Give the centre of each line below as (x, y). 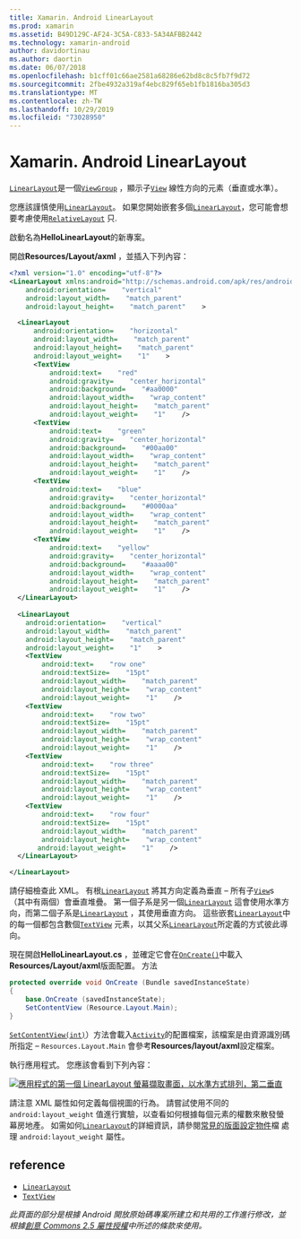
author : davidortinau (50, 51)
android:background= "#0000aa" (113, 506)
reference (37, 1165)
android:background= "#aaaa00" (113, 564)
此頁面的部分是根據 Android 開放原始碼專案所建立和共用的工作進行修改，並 (148, 1215)
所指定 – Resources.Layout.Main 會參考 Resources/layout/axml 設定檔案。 (144, 1045)
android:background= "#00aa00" (113, 448)
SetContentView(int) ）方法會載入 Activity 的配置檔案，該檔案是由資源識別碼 (150, 1034)
